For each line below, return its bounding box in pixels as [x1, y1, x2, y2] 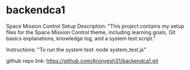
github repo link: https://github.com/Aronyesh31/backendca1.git [6, 57, 159, 64]
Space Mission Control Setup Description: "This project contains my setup [6, 23, 185, 30]
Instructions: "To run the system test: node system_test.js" [6, 46, 147, 53]
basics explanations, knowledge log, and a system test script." [6, 35, 156, 42]
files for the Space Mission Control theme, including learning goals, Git [6, 28, 176, 35]
